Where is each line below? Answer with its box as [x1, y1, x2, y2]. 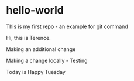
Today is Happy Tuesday [6, 68, 66, 75]
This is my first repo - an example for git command [6, 23, 129, 30]
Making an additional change [6, 45, 76, 53]
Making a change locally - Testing [6, 57, 88, 64]
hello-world [6, 4, 64, 17]
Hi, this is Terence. [6, 34, 51, 41]
